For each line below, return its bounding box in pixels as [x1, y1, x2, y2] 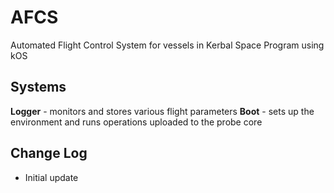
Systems [10, 79, 67, 96]
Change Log [10, 145, 88, 162]
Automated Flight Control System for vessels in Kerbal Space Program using [10, 39, 325, 51]
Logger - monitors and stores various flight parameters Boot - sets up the [10, 105, 315, 117]
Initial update [24, 171, 79, 183]
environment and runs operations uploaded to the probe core [10, 116, 263, 128]
